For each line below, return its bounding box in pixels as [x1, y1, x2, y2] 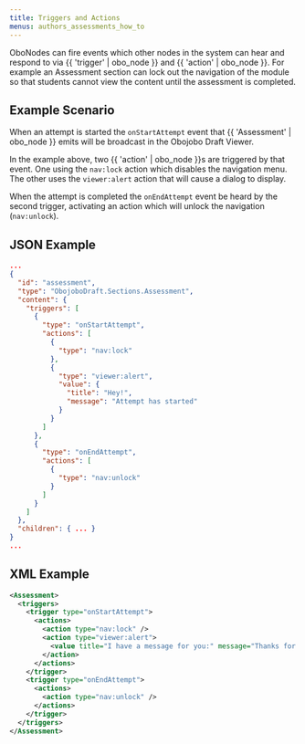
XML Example [9, 567, 89, 582]
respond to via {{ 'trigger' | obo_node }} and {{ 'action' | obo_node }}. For [9, 57, 285, 68]
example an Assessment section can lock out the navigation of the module [9, 66, 289, 78]
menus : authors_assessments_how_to [9, 22, 145, 31]
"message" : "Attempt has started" [67, 397, 198, 406]
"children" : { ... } [17, 524, 96, 534]
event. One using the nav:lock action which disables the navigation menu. [9, 163, 288, 174]
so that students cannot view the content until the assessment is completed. [9, 76, 297, 87]
